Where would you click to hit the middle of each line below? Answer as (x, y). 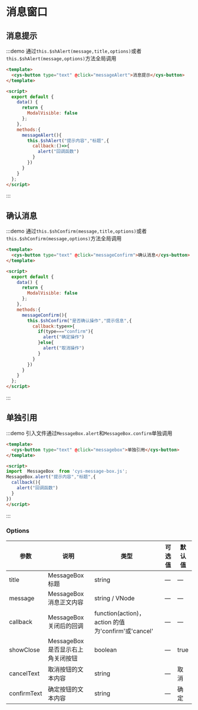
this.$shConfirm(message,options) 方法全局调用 (64, 238)
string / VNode (114, 598)
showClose (24, 650)
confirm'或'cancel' (128, 631)
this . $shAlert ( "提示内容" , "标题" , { (68, 140)
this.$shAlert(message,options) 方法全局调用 (61, 58)
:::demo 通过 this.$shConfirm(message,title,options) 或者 (77, 231)
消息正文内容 (66, 602)
